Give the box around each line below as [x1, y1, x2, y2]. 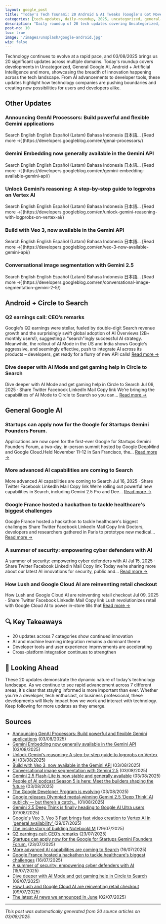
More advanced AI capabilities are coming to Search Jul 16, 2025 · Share [5, 478, 153, 484]
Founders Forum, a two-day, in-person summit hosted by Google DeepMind [5, 444, 160, 450]
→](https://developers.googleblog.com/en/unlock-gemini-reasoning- [16, 209, 158, 215]
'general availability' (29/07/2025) [12, 820, 82, 826]
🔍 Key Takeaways [5, 617, 63, 626]
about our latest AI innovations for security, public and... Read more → [5, 569, 148, 575]
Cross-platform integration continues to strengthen [12, 649, 116, 655]
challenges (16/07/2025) [12, 857, 63, 863]
